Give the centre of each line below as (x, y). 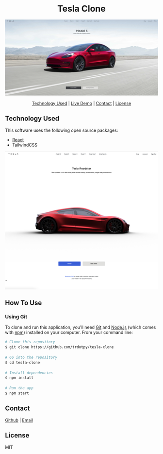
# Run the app (19, 388)
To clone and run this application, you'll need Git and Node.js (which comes (81, 327)
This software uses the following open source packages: (62, 130)
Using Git (16, 316)
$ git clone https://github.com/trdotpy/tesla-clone (59, 347)
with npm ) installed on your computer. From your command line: (69, 332)
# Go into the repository (31, 357)
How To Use (24, 303)
